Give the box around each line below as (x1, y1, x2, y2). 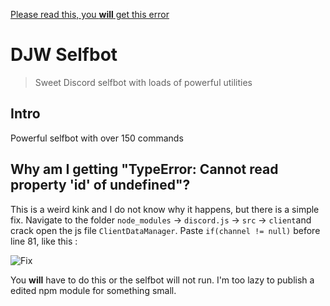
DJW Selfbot (10, 44, 118, 66)
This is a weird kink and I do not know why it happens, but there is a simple (10, 203, 320, 215)
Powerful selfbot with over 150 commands (10, 132, 184, 144)
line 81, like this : (10, 235, 78, 247)
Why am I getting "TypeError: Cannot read (10, 161, 279, 178)
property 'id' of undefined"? (10, 177, 191, 194)
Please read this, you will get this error (10, 9, 170, 20)
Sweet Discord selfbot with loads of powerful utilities (34, 76, 253, 88)
